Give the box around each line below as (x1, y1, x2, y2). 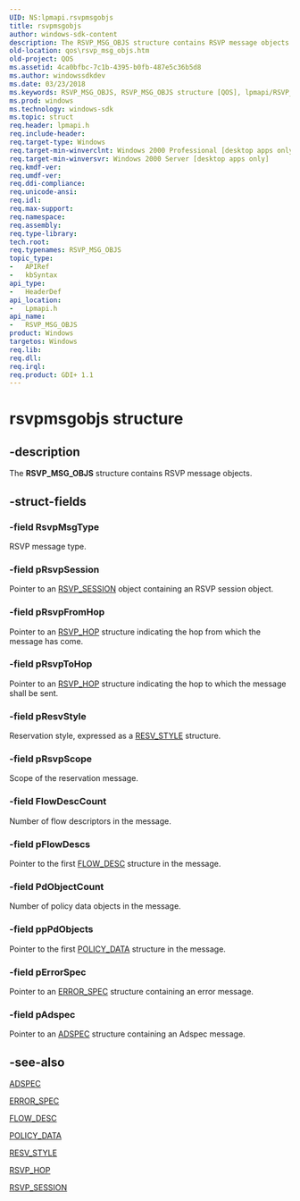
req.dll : (9, 354, 42, 363)
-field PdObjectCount (9, 880, 104, 893)
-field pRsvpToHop (9, 658, 93, 670)
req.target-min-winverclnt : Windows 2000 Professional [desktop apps (9, 146, 274, 155)
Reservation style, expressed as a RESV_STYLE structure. (9, 730, 221, 742)
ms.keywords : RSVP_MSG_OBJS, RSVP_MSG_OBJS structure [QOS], (9, 88, 242, 97)
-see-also (9, 1054, 65, 1070)
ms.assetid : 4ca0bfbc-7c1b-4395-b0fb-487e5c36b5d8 (9, 63, 202, 72)
